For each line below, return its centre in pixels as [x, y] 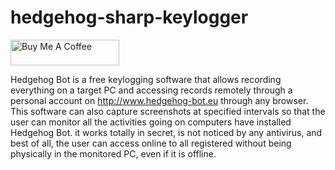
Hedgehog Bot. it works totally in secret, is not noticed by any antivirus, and [166, 132]
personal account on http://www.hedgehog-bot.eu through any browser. [159, 100]
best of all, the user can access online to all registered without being [151, 143]
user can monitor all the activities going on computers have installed [151, 122]
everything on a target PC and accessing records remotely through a [151, 90]
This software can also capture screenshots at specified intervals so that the [168, 111]
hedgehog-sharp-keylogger [129, 17]
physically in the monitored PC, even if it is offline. [113, 153]
